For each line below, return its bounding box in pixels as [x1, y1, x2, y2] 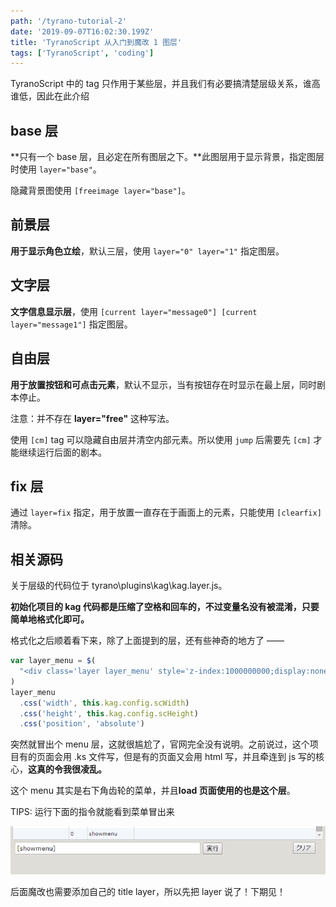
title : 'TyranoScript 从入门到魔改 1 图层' [10, 37, 183, 47]
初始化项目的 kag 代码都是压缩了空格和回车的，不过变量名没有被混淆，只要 [10, 601, 320, 613]
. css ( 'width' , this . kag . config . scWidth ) [19, 698, 190, 708]
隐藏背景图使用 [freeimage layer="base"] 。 [10, 185, 191, 197]
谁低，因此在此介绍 [10, 90, 90, 102]
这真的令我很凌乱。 [28, 763, 107, 775]
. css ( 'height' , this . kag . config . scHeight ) [19, 708, 199, 719]
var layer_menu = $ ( [10, 656, 97, 666]
